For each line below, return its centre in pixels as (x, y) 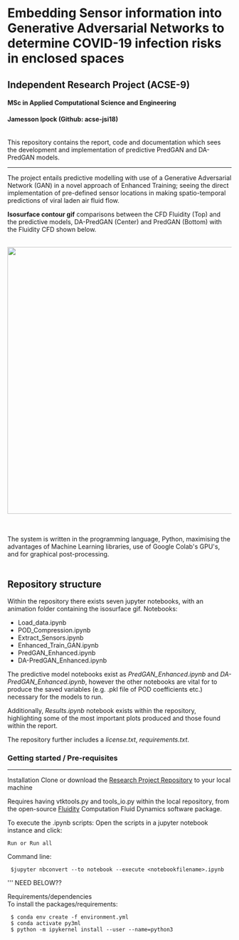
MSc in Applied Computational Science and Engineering (92, 103)
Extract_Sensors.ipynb (51, 638)
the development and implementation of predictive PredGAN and (102, 150)
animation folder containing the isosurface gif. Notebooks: (92, 609)
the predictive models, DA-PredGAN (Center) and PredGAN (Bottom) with (115, 222)
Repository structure (54, 584)
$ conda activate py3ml (46, 924)
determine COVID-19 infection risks (115, 43)
